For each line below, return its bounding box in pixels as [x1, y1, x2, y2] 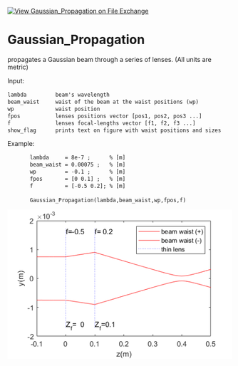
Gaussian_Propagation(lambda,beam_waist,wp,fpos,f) [29, 197, 187, 204]
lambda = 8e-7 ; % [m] [29, 154, 126, 161]
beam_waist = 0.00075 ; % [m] [29, 161, 126, 168]
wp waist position [7, 105, 100, 113]
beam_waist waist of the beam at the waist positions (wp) [7, 98, 200, 105]
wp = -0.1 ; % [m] [29, 168, 126, 175]
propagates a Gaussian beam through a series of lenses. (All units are [7, 55, 212, 63]
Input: [7, 76, 25, 85]
